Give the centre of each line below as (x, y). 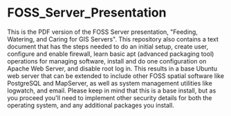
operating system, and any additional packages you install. (91, 105)
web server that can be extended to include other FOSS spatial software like (116, 76)
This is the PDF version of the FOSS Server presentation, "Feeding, (103, 32)
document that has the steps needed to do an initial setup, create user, (108, 46)
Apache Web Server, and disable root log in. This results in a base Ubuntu (112, 68)
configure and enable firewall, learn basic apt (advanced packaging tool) (111, 54)
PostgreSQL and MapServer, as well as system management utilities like (110, 83)
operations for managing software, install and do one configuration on (107, 61)
